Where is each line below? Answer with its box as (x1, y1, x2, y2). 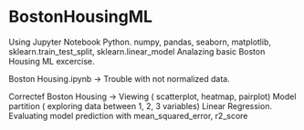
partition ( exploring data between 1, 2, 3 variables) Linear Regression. (8, 100, 273, 111)
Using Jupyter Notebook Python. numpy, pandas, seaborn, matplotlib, (8, 36, 271, 47)
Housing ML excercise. (8, 55, 95, 66)
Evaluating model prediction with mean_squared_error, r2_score (8, 110, 248, 121)
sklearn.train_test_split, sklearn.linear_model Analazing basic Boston (8, 45, 266, 56)
